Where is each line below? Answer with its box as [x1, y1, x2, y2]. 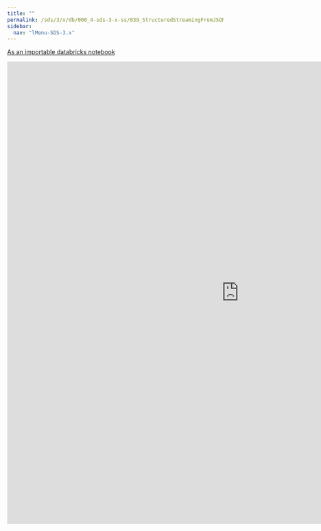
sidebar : [7, 23, 32, 29]
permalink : [7, 16, 38, 23]
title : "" [7, 10, 36, 17]
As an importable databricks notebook [7, 48, 115, 56]
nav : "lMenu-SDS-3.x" [13, 29, 75, 36]
